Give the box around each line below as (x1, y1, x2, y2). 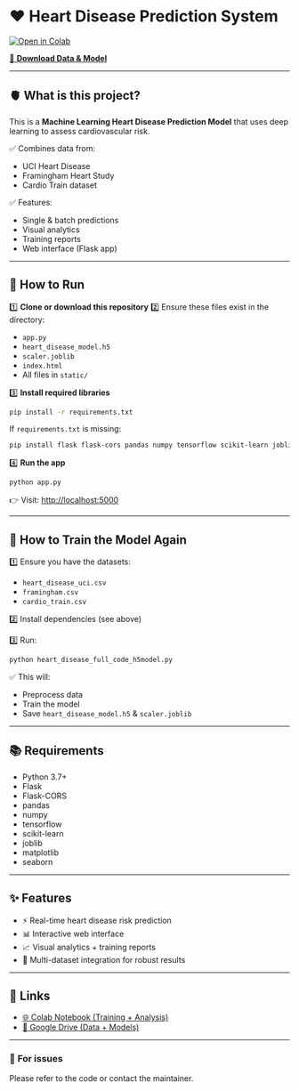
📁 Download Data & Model (9, 53, 108, 63)
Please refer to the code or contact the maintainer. (9, 1072, 194, 1083)
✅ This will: (9, 671, 51, 682)
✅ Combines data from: (9, 142, 96, 153)
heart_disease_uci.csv (21, 578, 107, 587)
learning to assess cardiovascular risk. (9, 125, 150, 136)
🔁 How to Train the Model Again (9, 532, 187, 547)
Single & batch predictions (21, 214, 119, 225)
